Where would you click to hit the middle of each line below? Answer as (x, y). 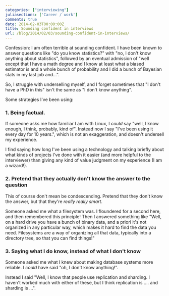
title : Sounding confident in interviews (49, 29)
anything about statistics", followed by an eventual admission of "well (77, 58)
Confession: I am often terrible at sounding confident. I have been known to (84, 48)
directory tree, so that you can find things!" (50, 238)
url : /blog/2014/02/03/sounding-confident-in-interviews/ (67, 33)
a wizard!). (16, 166)
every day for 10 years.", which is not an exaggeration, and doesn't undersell (85, 134)
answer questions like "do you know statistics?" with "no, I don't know (78, 53)
